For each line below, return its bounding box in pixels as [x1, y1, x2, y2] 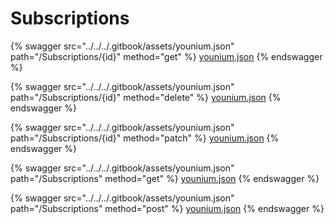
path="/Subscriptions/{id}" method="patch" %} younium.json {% [10, 132, 280, 144]
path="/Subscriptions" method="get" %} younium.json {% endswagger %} [10, 172, 320, 184]
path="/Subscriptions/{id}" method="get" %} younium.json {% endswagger [10, 50, 323, 62]
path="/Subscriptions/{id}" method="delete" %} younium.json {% [10, 91, 282, 103]
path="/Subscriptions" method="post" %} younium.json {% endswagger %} [10, 202, 325, 214]
